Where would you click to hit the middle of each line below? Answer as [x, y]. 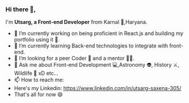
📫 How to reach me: [39, 80]
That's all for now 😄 [38, 95]
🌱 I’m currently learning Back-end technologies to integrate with [91, 46]
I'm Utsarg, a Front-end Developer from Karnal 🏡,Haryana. [76, 22]
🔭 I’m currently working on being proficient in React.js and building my [99, 33]
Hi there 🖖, [21, 9]
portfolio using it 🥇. [37, 40]
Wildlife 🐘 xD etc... [36, 73]
